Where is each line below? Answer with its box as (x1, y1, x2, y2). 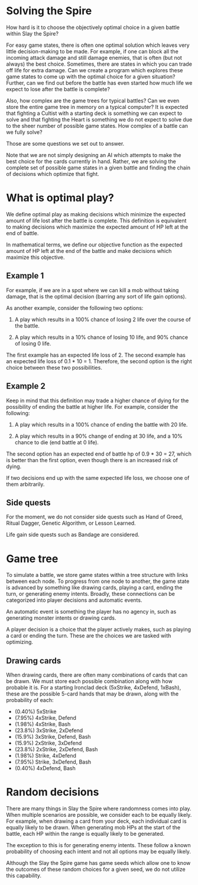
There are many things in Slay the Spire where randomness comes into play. (6, 805, 191, 812)
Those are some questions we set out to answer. (6, 140, 125, 147)
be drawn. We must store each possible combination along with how (6, 678, 173, 685)
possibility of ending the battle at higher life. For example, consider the (6, 403, 178, 410)
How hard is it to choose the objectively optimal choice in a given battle (6, 24, 180, 31)
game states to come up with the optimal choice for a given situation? (6, 73, 176, 80)
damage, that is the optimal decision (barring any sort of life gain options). (6, 293, 187, 300)
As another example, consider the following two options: (6, 304, 144, 312)
